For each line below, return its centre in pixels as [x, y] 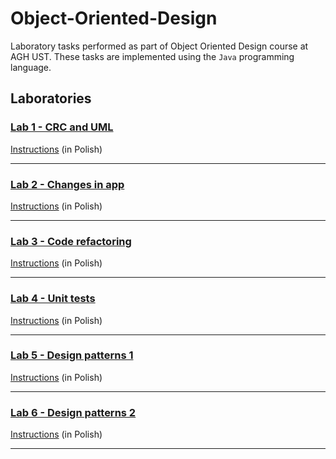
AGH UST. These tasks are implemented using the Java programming [152, 56]
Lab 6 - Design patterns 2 [73, 412]
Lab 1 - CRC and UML [62, 127]
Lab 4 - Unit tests [53, 299]
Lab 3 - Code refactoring [71, 241]
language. [31, 67]
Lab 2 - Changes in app [67, 184]
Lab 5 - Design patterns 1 [72, 355]
